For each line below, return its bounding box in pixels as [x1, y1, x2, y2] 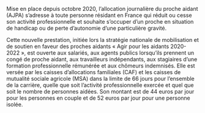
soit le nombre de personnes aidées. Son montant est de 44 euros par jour [6, 88, 195, 95]
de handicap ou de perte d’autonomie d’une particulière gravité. [6, 24, 167, 32]
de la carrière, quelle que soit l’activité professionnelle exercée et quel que [6, 81, 194, 89]
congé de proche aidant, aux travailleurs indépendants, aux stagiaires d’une [6, 56, 198, 63]
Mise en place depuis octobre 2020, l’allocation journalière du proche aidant [6, 5, 198, 12]
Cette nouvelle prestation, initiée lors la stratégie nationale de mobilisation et [6, 36, 199, 43]
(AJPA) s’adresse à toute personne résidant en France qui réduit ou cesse [6, 12, 192, 19]
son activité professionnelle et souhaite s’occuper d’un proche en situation [6, 18, 194, 25]
